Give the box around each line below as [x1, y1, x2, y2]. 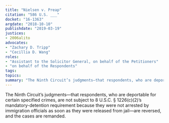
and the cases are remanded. [5, 113, 66, 119]
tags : [5, 69, 17, 74]
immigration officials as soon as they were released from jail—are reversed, [5, 107, 161, 113]
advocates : [5, 40, 28, 45]
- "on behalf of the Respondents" [5, 64, 78, 69]
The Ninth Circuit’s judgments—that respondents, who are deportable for [5, 91, 156, 97]
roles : [5, 54, 19, 59]
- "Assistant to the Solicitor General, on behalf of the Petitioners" [5, 59, 158, 64]
